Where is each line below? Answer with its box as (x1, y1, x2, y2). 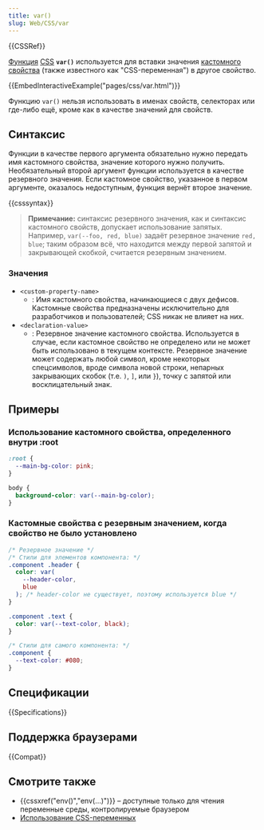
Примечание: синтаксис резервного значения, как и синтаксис (27, 213, 246, 224)
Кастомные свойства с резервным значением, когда (8, 517, 227, 529)
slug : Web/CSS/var (8, 19, 69, 27)
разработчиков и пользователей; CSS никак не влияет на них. (31, 311, 245, 321)
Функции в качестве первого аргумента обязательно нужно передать (8, 149, 249, 158)
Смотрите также (8, 775, 97, 788)
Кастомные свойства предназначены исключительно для (31, 303, 230, 313)
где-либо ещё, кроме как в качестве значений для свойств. (8, 105, 213, 114)
